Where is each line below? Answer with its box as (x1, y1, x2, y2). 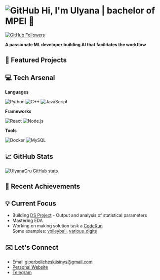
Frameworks (5, 108, 32, 114)
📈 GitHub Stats (5, 152, 53, 161)
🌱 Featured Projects (5, 56, 67, 65)
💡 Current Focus (5, 199, 57, 208)
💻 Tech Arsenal (5, 73, 55, 82)
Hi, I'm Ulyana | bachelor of (41, 5, 156, 16)
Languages (5, 89, 29, 95)
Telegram (12, 269, 32, 275)
